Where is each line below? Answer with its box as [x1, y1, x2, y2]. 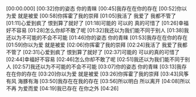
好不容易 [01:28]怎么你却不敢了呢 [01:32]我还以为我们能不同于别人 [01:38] [6, 27, 184, 34]
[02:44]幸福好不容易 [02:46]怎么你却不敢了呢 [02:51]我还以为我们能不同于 [6, 56, 185, 63]
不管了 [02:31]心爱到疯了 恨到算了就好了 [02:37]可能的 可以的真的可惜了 [6, 49, 180, 55]
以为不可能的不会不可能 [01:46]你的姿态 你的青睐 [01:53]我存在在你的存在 [11, 34, 188, 41]
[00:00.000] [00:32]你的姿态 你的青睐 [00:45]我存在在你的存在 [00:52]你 [6, 5, 183, 12]
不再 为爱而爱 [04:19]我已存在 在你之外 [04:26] [6, 85, 119, 92]
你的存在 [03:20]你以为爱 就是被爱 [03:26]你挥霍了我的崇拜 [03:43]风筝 [16, 70, 189, 77]
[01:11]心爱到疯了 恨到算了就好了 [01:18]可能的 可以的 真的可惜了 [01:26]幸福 [6, 20, 189, 26]
